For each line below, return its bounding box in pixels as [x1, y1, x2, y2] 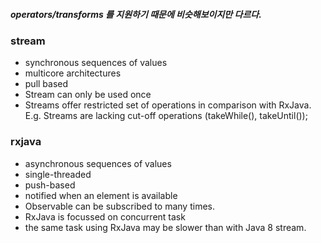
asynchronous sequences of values [24, 157, 172, 169]
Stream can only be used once [24, 89, 152, 101]
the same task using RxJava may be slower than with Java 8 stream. [24, 221, 307, 233]
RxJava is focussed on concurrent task [24, 210, 186, 223]
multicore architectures [24, 67, 122, 79]
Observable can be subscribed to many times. [24, 200, 215, 212]
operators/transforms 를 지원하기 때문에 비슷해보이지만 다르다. [10, 8, 262, 20]
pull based [24, 78, 69, 90]
